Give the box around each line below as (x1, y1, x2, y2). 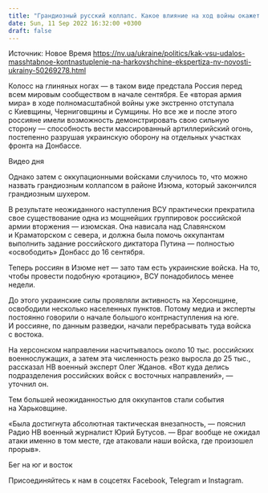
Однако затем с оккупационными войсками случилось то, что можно (8, 172, 248, 181)
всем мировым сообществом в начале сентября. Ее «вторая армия (8, 90, 242, 100)
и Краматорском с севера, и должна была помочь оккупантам (8, 230, 225, 240)
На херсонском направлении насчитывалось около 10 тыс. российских (8, 345, 254, 355)
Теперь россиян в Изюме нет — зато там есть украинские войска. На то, (8, 263, 261, 273)
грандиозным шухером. (8, 189, 91, 199)
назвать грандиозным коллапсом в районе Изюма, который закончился (8, 181, 257, 190)
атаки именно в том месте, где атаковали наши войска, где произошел (8, 436, 254, 446)
